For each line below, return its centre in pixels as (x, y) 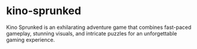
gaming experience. (31, 40)
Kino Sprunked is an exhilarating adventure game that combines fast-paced (99, 27)
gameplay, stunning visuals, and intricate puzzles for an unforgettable (92, 33)
